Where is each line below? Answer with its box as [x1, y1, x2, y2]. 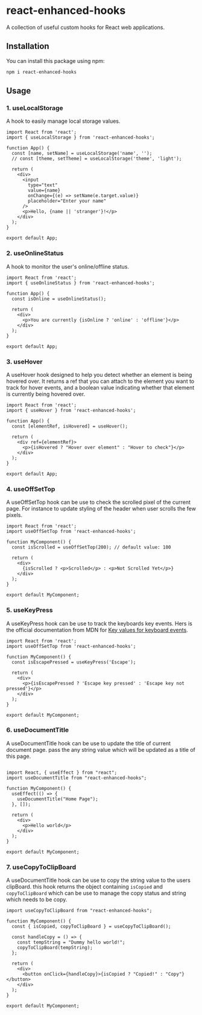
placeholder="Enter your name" [28, 198, 107, 204]
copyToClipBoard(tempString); [17, 945, 93, 951]
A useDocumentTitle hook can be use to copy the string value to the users [6, 876, 191, 884]
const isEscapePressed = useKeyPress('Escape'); [11, 659, 136, 665]
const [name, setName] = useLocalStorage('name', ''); [11, 151, 153, 157]
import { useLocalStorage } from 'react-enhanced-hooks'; [6, 134, 155, 141]
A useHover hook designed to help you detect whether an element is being [6, 371, 192, 378]
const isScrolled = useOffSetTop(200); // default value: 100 [11, 544, 171, 550]
